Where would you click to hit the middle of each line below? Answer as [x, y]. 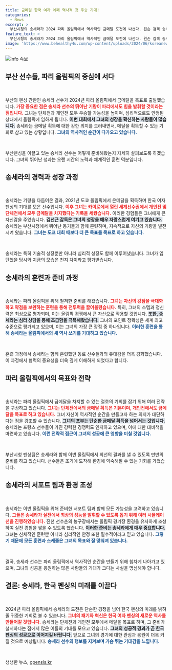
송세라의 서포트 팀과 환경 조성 [49, 485]
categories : [18, 15]
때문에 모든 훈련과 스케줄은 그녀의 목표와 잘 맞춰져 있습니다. [69, 540]
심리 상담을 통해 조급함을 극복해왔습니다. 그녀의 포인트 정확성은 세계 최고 [91, 320]
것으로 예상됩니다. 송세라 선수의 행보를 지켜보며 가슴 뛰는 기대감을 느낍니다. [85, 641]
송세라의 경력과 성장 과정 [42, 177]
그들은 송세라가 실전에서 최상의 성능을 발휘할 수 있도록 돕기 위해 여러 [79, 515]
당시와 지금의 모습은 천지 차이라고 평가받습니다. [66, 260]
